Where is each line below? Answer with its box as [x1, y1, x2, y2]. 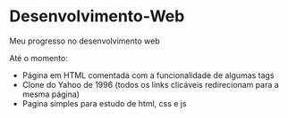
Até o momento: [9, 52, 69, 63]
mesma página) [21, 89, 80, 99]
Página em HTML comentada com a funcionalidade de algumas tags [21, 69, 275, 81]
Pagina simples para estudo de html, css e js [21, 98, 187, 108]
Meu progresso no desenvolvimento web [9, 35, 161, 46]
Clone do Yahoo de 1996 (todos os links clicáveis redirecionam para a [21, 79, 279, 90]
